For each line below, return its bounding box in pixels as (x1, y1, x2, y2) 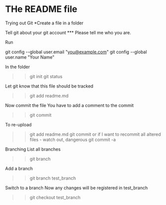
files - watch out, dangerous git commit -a (29, 136, 116, 142)
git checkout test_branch (29, 194, 81, 200)
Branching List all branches (5, 146, 61, 152)
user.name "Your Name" (5, 54, 55, 60)
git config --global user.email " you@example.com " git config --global (5, 49, 147, 55)
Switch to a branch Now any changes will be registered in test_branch (5, 185, 148, 191)
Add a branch (5, 165, 33, 171)
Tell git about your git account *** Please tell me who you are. (5, 29, 131, 35)
